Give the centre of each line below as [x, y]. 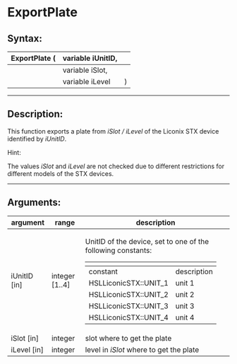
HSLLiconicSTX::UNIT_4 [129, 317]
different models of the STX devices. [61, 173]
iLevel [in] [27, 349]
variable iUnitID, [90, 58]
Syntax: [25, 39]
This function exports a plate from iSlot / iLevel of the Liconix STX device [113, 131]
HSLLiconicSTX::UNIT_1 [129, 283]
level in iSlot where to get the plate [142, 349]
